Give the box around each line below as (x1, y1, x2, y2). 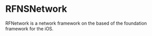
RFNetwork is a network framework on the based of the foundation (5, 20, 147, 26)
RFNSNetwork (5, 3, 68, 15)
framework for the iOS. (5, 25, 54, 31)
